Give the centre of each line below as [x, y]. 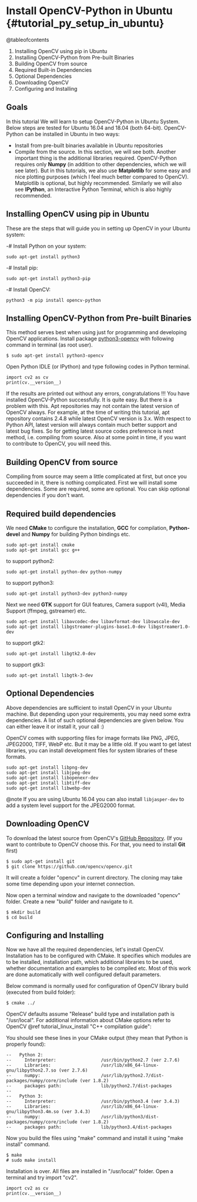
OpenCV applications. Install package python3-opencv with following [90, 339]
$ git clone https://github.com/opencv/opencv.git [69, 867]
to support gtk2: [26, 643]
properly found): [26, 1044]
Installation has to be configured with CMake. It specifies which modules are [98, 956]
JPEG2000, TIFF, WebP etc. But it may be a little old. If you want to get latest [99, 744]
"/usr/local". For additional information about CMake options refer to [89, 1020]
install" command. [28, 1144]
